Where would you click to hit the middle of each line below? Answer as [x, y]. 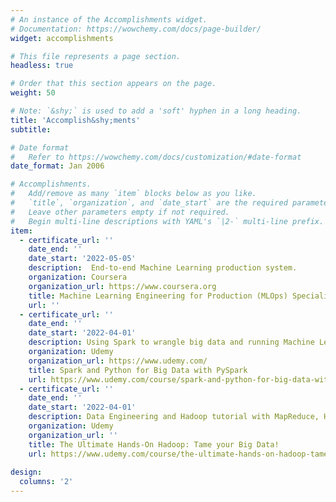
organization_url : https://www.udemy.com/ [118, 361]
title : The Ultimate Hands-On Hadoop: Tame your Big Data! [154, 444]
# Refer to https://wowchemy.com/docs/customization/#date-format [156, 157]
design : [26, 472]
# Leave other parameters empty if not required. [120, 212]
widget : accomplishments [62, 38]
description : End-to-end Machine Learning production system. [163, 268]
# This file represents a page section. [96, 56]
